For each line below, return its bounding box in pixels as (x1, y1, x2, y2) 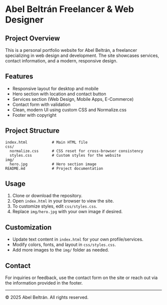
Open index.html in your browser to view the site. (12, 198, 114, 204)
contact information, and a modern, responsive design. (5, 58, 118, 63)
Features (5, 72, 33, 81)
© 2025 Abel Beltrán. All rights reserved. (5, 295, 88, 301)
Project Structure (5, 126, 60, 135)
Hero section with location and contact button (12, 91, 106, 97)
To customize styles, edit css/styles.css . (12, 203, 97, 209)
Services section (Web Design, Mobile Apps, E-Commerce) (12, 96, 134, 102)
